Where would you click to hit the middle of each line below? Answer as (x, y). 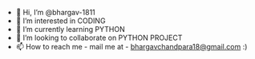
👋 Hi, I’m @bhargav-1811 (56, 12)
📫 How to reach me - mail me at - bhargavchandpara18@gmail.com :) (132, 47)
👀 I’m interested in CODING (61, 21)
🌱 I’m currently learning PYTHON (71, 29)
